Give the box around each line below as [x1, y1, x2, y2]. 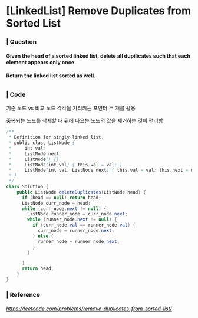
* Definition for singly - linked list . [8, 135, 104, 140]
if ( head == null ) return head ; [21, 195, 101, 201]
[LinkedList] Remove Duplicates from [6, 4, 192, 18]
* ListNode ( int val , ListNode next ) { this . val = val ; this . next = [8, 167, 189, 173]
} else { [32, 233, 54, 239]
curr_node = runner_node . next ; [37, 228, 115, 234]
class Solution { [6, 184, 49, 190]
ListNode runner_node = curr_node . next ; [27, 211, 128, 217]
